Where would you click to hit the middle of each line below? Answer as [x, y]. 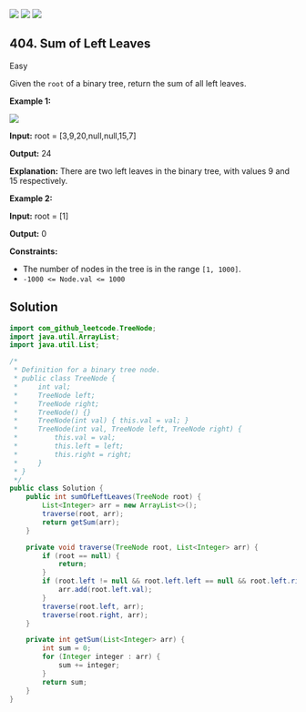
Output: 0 [28, 233]
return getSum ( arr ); [81, 522]
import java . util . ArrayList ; [65, 337]
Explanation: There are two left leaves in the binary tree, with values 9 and [149, 171]
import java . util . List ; [55, 345]
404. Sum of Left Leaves [80, 44]
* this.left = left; [69, 446]
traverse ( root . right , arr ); [95, 615]
